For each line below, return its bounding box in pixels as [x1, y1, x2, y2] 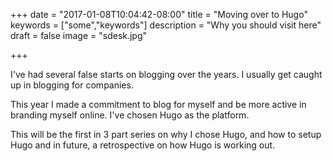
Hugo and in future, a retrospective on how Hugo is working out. [10, 139, 276, 151]
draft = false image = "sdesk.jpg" [10, 30, 148, 41]
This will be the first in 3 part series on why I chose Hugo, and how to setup [10, 129, 322, 140]
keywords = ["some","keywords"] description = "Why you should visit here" [10, 19, 322, 31]
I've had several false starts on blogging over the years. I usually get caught [10, 69, 323, 80]
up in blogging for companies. [10, 79, 134, 91]
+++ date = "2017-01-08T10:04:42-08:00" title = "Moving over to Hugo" [10, 9, 308, 20]
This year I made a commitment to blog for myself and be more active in [10, 99, 307, 110]
